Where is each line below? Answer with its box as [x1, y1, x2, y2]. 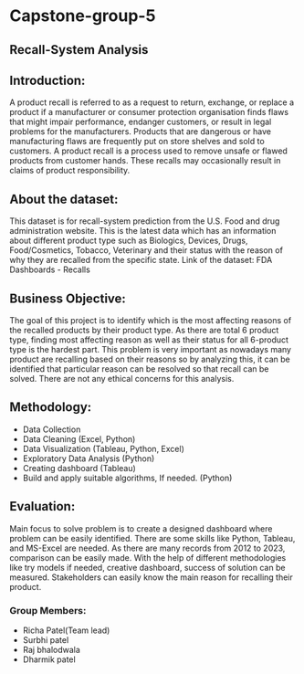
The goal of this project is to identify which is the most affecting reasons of [9, 315, 292, 326]
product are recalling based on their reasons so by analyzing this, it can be [9, 353, 290, 365]
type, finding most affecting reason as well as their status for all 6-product [9, 334, 289, 345]
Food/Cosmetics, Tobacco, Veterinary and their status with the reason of [9, 245, 283, 256]
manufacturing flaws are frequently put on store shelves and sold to [9, 136, 265, 147]
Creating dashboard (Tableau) [22, 462, 137, 473]
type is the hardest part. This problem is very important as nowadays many [9, 344, 292, 355]
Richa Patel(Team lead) [22, 625, 110, 636]
